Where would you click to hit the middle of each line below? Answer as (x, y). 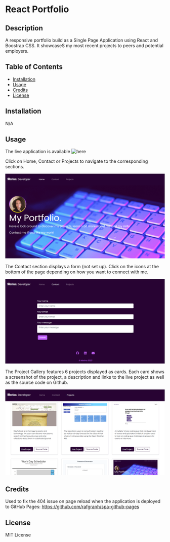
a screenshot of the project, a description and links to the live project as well (85, 377)
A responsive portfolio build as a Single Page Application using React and (82, 40)
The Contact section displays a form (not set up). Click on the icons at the (82, 267)
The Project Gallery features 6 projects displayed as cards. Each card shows (85, 372)
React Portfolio (37, 9)
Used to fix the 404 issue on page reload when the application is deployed (83, 501)
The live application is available (38, 152)
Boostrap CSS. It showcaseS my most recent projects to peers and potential (84, 46)
